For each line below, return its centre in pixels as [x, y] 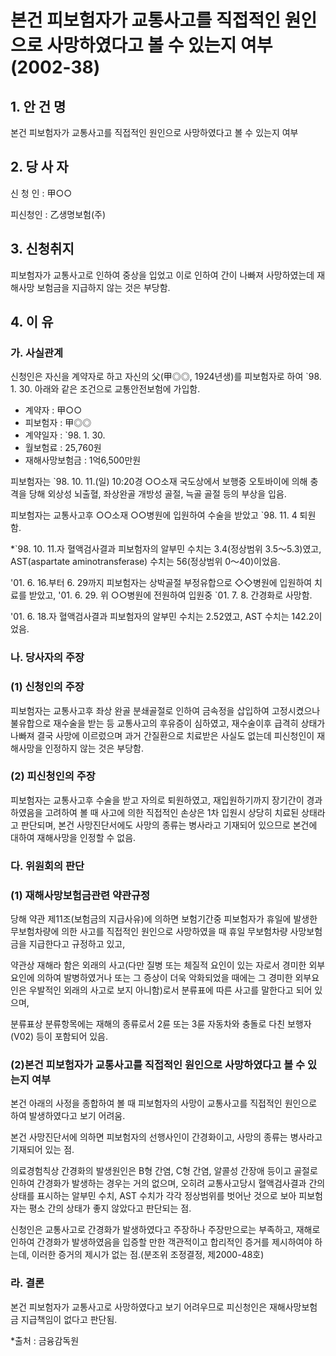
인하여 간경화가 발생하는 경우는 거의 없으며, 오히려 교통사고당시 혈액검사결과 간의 [168, 1183]
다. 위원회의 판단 [47, 866]
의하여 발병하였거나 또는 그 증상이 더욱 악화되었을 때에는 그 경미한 [164, 978]
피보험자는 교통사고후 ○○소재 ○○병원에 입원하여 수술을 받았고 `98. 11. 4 [154, 515]
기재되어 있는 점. [42, 1150]
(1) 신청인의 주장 [47, 687]
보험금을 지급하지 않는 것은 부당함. [103, 287]
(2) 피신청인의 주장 [53, 776]
